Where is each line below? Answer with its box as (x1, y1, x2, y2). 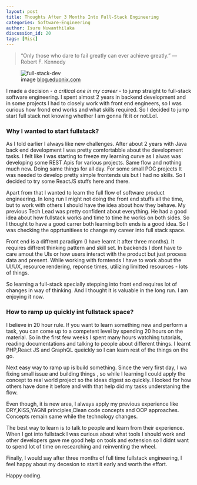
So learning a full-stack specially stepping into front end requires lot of (6, 280, 178, 288)
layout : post (6, 8, 38, 15)
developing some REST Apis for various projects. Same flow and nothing (6, 159, 182, 166)
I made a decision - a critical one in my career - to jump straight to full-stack (6, 88, 192, 94)
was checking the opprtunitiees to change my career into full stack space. (6, 227, 186, 234)
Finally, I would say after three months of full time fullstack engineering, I (6, 454, 182, 461)
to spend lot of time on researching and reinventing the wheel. (6, 443, 157, 450)
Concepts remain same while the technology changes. (6, 413, 138, 420)
